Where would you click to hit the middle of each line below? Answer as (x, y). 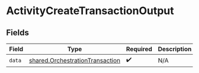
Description (175, 49)
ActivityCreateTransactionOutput (90, 11)
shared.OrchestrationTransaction (75, 60)
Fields (18, 33)
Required (139, 49)
